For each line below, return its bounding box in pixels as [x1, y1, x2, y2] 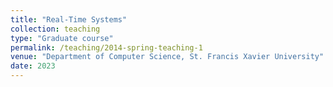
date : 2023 [10, 61, 56, 71]
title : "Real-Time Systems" [10, 14, 128, 25]
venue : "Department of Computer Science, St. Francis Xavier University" [10, 52, 325, 62]
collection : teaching [10, 24, 101, 34]
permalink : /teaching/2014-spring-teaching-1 [10, 42, 203, 53]
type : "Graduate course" [10, 33, 114, 43]
